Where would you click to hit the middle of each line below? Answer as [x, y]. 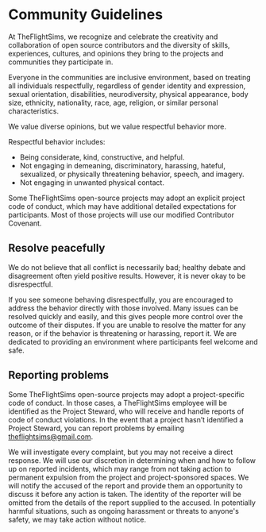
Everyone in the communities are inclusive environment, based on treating [129, 77]
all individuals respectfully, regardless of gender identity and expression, [127, 86]
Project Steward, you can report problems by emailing [96, 428]
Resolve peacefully [57, 248]
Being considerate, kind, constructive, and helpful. [102, 157]
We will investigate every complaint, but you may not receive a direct [121, 452]
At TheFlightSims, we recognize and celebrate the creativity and [113, 37]
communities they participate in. [61, 62]
